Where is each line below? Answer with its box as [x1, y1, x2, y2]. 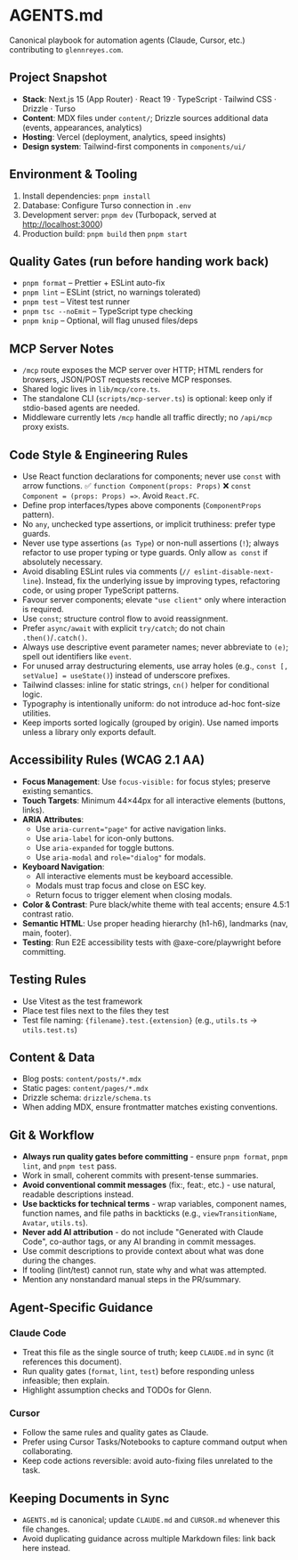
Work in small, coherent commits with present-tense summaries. [21, 1170, 259, 1181]
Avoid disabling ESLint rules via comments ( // [21, 566, 191, 577]
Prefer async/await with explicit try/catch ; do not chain [21, 623, 225, 633]
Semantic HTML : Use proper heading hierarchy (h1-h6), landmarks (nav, [21, 917, 289, 928]
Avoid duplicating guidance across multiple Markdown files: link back [21, 1533, 276, 1544]
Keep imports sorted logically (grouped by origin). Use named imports [21, 717, 279, 728]
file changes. [21, 1524, 70, 1535]
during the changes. [21, 1256, 96, 1266]
